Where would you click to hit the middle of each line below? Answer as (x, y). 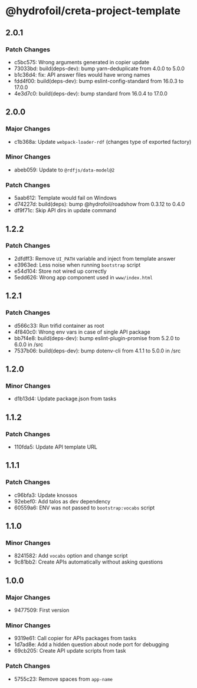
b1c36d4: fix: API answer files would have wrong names (82, 74)
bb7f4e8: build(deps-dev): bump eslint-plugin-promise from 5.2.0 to (97, 338)
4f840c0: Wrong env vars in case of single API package (82, 332)
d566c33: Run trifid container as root (59, 325)
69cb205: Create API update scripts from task (70, 651)
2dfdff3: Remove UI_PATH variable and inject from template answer (95, 258)
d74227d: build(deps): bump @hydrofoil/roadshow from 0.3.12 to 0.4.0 (99, 204)
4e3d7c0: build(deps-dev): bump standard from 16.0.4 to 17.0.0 (91, 93)
